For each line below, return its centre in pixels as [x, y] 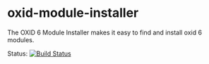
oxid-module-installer [73, 13]
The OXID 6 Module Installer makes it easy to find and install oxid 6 [105, 32]
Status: [18, 53]
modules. [21, 39]
